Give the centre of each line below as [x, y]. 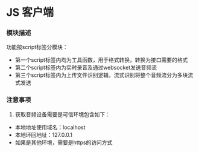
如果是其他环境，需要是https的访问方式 [64, 142]
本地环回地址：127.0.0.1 [44, 134]
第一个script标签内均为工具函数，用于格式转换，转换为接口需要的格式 [101, 60]
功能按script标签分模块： [37, 47]
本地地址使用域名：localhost [50, 127]
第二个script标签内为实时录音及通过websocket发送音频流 [86, 68]
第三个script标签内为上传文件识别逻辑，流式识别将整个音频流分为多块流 [104, 75]
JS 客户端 [30, 12]
